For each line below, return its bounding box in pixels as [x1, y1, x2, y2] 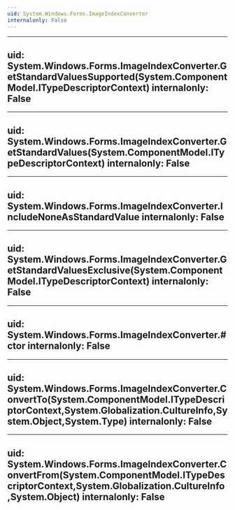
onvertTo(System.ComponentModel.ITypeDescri [7, 393, 225, 405]
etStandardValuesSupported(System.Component [7, 71, 228, 82]
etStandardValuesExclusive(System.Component [7, 265, 223, 277]
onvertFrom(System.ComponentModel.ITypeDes [7, 469, 225, 481]
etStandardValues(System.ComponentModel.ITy [7, 146, 225, 158]
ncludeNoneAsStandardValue [7, 211, 140, 223]
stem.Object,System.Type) [7, 415, 128, 427]
